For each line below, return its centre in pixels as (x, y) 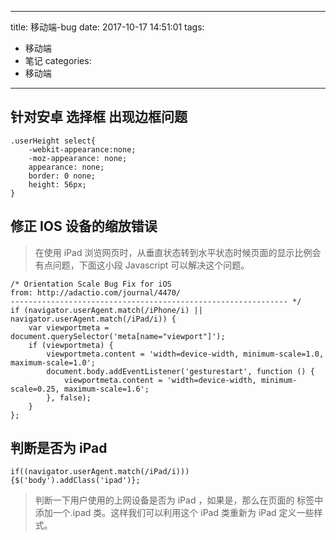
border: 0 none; (62, 176)
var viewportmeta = (69, 327)
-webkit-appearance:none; (82, 149)
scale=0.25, (35, 389)
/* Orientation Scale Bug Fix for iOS (91, 284)
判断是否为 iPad (59, 448)
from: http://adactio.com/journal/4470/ (96, 292)
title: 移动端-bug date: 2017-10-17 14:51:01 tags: (107, 27)
